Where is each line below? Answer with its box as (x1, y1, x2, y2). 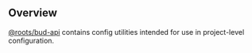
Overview (8, 6, 58, 20)
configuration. (8, 36, 54, 45)
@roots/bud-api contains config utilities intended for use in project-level (8, 27, 245, 36)
